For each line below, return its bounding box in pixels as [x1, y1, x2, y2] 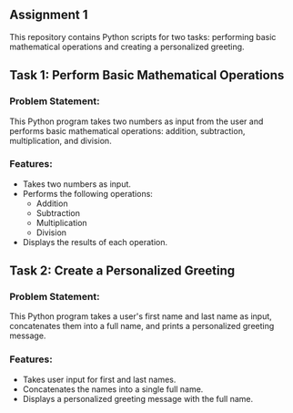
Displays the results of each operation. [22, 236, 168, 247]
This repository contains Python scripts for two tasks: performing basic [9, 31, 277, 42]
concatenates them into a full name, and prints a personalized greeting [9, 321, 275, 332]
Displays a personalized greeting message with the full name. [22, 393, 254, 404]
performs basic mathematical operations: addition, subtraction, [9, 125, 246, 136]
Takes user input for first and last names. [22, 374, 177, 385]
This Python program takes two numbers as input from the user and [9, 116, 264, 127]
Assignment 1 [9, 7, 88, 23]
